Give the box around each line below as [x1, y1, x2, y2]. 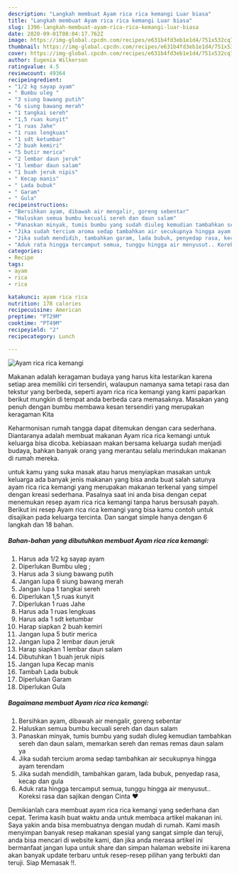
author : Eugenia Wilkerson [8, 57, 88, 64]
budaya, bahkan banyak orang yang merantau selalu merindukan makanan [8, 446, 226, 454]
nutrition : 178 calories [8, 300, 82, 307]
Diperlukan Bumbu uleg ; [18, 561, 91, 571]
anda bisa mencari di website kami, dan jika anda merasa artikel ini [8, 836, 203, 844]
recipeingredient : [8, 76, 62, 84]
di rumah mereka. [8, 454, 60, 462]
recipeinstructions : [8, 201, 70, 209]
